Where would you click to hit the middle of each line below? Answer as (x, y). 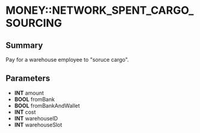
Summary (24, 45)
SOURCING (34, 23)
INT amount (29, 93)
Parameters (28, 78)
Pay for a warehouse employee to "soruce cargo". (67, 60)
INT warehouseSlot (38, 125)
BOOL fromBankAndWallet (47, 105)
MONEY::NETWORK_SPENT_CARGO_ (100, 10)
